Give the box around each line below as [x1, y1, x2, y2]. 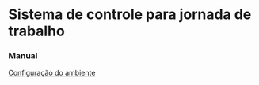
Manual [8, 50, 38, 61]
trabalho [8, 22, 65, 40]
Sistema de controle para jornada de [8, 6, 252, 24]
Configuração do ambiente [8, 68, 96, 78]
